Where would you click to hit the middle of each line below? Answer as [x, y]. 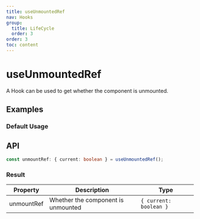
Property [26, 190]
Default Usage [27, 127]
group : [14, 23]
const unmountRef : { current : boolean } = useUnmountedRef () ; [85, 159]
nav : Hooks [20, 17]
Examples [25, 110]
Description [92, 190]
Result [16, 174]
